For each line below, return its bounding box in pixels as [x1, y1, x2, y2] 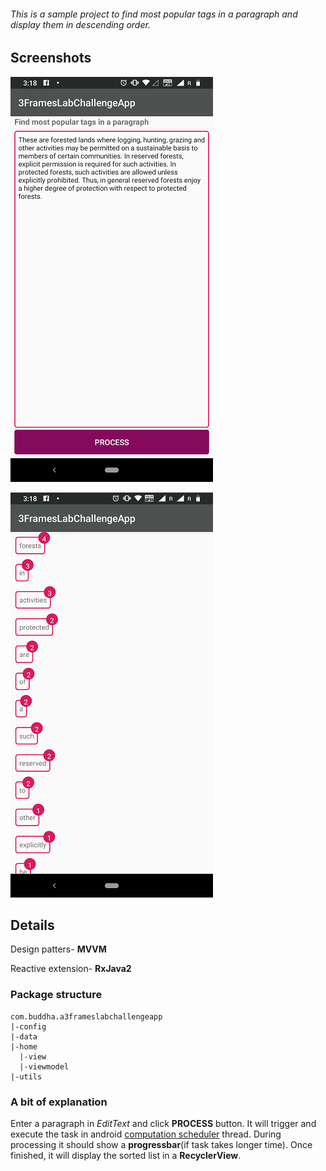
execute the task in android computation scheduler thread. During [10, 1128, 282, 1140]
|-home [10, 1041, 38, 1052]
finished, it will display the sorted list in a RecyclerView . [10, 1150, 242, 1162]
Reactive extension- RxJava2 [10, 963, 132, 975]
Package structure [10, 988, 103, 1002]
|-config [10, 1021, 47, 1032]
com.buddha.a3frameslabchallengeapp [10, 1011, 163, 1022]
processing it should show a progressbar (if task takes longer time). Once [10, 1139, 313, 1151]
